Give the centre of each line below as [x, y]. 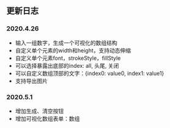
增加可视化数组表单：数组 [47, 118]
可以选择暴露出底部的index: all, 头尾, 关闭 [67, 65]
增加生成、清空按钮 [39, 111]
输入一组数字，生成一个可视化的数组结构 [66, 43]
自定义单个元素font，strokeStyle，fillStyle [68, 58]
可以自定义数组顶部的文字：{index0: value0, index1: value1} [90, 73]
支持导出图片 [31, 80]
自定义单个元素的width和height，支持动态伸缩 [73, 50]
